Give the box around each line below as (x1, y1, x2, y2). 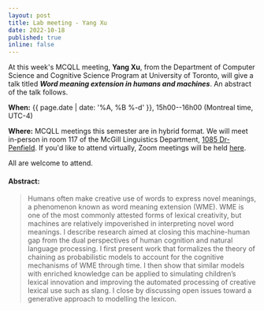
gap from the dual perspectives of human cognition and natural (27, 235, 233, 245)
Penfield (8, 143, 35, 153)
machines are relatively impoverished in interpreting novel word (27, 219, 234, 228)
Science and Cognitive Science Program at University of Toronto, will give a (8, 71, 254, 80)
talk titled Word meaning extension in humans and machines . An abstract (8, 80, 252, 89)
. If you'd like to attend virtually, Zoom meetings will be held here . (35, 143, 247, 153)
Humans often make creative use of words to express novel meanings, (27, 194, 256, 203)
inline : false (8, 41, 55, 49)
